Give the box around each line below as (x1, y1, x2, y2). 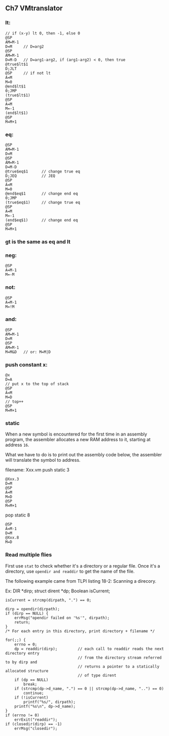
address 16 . (5, 442, 29, 448)
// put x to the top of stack (5, 381, 69, 386)
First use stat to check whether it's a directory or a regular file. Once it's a (5, 562, 160, 569)
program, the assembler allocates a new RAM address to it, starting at (5, 437, 151, 443)
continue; (23, 690, 44, 696)
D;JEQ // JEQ (5, 173, 56, 179)
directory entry (5, 651, 39, 656)
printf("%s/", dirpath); (23, 699, 76, 705)
